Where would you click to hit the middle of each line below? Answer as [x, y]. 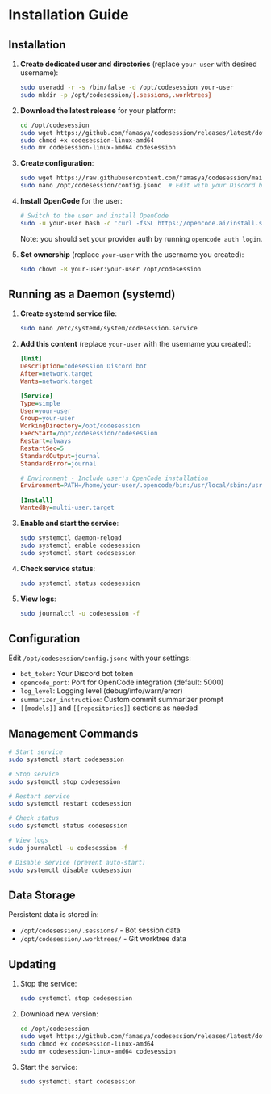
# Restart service [39, 796]
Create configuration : [57, 163]
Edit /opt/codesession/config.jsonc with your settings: [100, 658]
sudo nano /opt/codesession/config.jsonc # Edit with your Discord [138, 186]
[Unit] [31, 359]
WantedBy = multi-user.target [67, 508]
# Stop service [34, 774]
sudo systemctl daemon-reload [71, 538]
